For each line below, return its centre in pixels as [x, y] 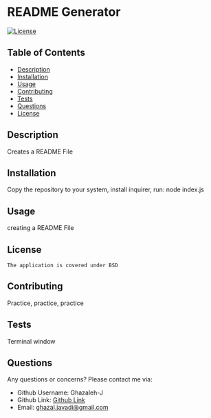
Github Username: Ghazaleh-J [60, 393]
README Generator [64, 12]
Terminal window [31, 341]
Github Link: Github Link [51, 400]
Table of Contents [46, 53]
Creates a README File [40, 151]
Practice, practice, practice [45, 303]
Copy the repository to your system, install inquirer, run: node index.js [105, 189]
